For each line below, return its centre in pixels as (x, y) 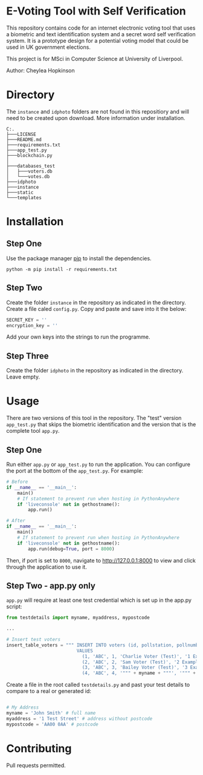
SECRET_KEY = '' (27, 320)
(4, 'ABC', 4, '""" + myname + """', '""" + (139, 673)
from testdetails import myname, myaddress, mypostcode (78, 618)
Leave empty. (23, 377)
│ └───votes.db (28, 176)
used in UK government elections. (48, 47)
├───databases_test (31, 166)
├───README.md (24, 139)
